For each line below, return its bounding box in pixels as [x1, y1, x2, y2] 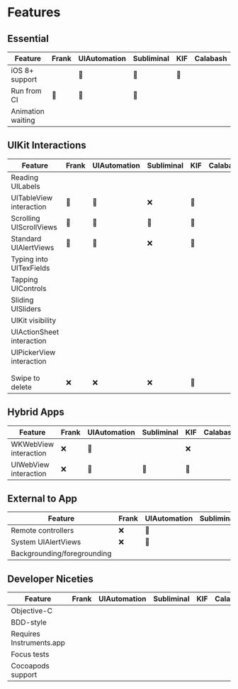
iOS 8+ [11, 65, 34, 75]
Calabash [194, 54, 227, 63]
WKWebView [11, 439, 55, 449]
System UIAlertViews [11, 537, 81, 547]
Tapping [11, 274, 38, 284]
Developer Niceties [7, 573, 94, 585]
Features [7, 4, 61, 21]
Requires [11, 629, 41, 639]
